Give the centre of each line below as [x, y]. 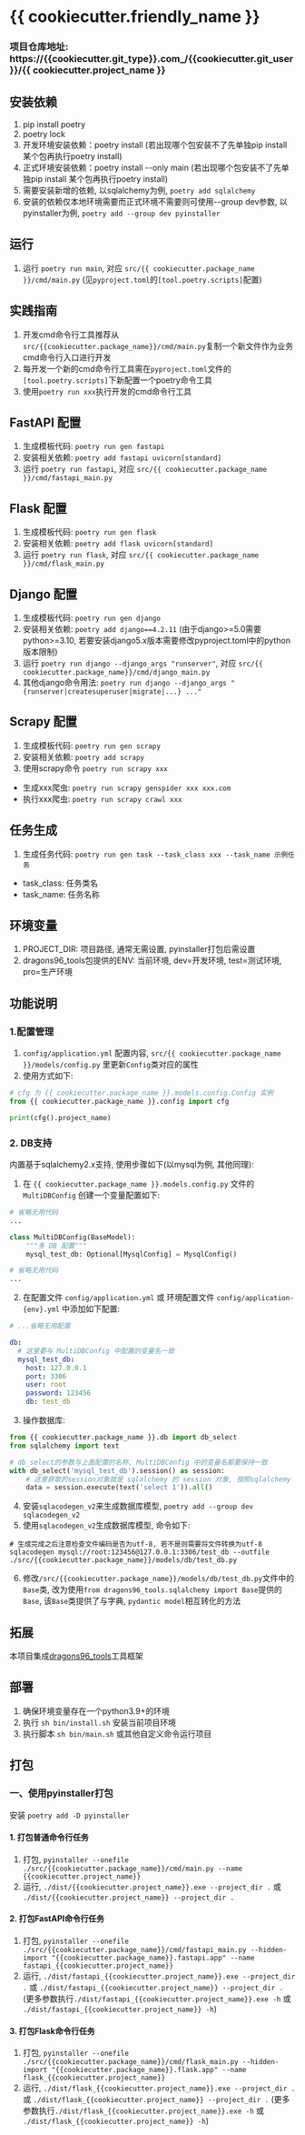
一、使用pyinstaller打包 [61, 1793]
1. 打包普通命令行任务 [49, 1838]
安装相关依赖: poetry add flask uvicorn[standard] [118, 544]
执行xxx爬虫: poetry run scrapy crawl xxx [102, 798]
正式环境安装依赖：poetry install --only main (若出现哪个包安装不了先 [152, 167]
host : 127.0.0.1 [57, 1368]
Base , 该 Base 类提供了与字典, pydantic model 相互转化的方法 [132, 1601]
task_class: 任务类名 [60, 883]
